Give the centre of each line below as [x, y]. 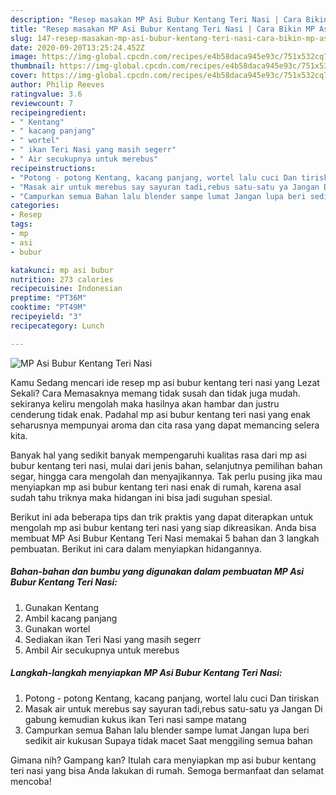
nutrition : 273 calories [62, 279]
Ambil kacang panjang [71, 618]
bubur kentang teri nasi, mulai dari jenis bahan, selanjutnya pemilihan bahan [166, 465]
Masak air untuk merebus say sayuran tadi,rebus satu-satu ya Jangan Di [173, 708]
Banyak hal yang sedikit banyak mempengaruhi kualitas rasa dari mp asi [158, 455]
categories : [35, 206]
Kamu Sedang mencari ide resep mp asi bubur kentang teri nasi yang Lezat [165, 382]
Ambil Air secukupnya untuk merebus [102, 650]
